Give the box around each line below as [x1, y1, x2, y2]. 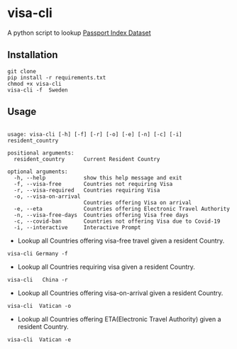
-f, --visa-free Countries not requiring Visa [13, 180, 173, 187]
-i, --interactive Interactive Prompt [13, 223, 141, 231]
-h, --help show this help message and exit [13, 174, 182, 182]
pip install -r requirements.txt [7, 74, 106, 81]
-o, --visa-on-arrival [13, 193, 81, 200]
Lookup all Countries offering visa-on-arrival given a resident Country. [17, 289, 224, 297]
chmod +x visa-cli [7, 80, 62, 87]
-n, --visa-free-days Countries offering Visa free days [13, 211, 189, 218]
